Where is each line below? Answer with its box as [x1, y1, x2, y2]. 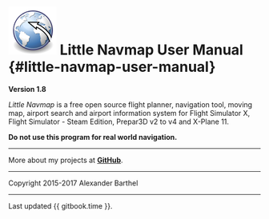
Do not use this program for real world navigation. [8, 132, 178, 141]
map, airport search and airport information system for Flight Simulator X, [8, 108, 251, 117]
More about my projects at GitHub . [8, 155, 123, 165]
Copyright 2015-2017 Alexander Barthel [8, 178, 139, 188]
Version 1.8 [8, 84, 46, 94]
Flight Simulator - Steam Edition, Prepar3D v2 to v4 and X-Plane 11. [8, 117, 230, 126]
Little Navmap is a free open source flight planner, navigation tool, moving [8, 99, 253, 109]
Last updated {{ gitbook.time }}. [8, 201, 113, 210]
